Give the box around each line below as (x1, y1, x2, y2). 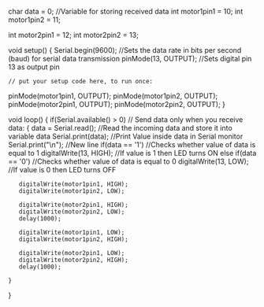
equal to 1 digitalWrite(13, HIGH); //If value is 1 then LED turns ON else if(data (8, 149, 257, 157)
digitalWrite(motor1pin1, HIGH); (18, 180, 128, 188)
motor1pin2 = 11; (8, 15, 61, 24)
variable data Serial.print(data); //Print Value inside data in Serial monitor (8, 131, 244, 141)
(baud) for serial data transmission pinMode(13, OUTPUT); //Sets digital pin (8, 54, 252, 63)
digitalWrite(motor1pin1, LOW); (18, 228, 125, 236)
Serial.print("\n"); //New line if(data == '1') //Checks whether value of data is (8, 140, 256, 149)
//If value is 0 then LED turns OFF (8, 165, 117, 174)
